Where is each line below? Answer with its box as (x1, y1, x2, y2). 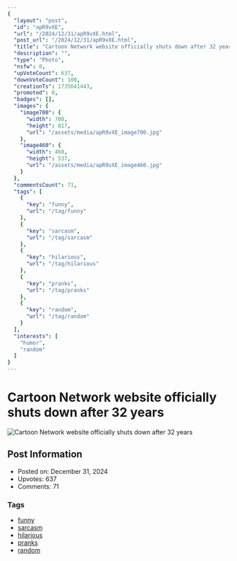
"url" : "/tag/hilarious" (25, 260, 99, 267)
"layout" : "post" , (13, 17, 68, 24)
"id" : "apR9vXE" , (13, 23, 65, 30)
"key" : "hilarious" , (25, 254, 87, 261)
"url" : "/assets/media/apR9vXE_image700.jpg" (25, 129, 162, 136)
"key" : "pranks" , (25, 280, 78, 287)
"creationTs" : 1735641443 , (13, 83, 93, 90)
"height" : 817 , (25, 122, 71, 129)
